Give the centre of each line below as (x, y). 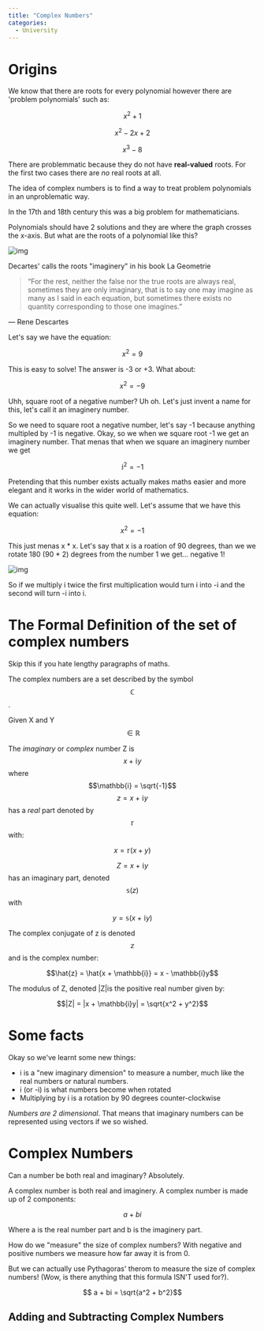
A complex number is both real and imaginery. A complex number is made (128, 1190)
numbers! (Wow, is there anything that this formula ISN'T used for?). (119, 1277)
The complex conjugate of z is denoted (72, 933)
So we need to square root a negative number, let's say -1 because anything (132, 425)
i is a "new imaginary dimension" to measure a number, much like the (132, 1072)
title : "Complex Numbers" (50, 15)
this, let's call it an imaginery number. (69, 409)
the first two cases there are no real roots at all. (85, 173)
